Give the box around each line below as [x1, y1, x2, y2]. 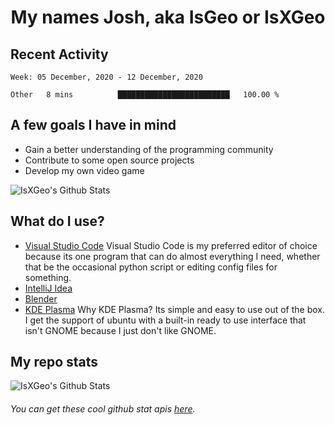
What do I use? [10, 213, 105, 230]
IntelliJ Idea [24, 282, 73, 294]
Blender [24, 292, 58, 305]
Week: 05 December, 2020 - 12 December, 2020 [10, 72, 203, 82]
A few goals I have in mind [10, 117, 177, 134]
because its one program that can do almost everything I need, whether [24, 250, 321, 262]
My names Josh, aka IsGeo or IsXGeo [10, 6, 326, 29]
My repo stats [10, 354, 99, 371]
